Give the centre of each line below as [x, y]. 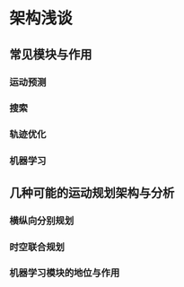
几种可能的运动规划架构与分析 [92, 192]
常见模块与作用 [51, 54]
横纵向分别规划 [42, 221]
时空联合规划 [37, 247]
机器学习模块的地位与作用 [65, 273]
